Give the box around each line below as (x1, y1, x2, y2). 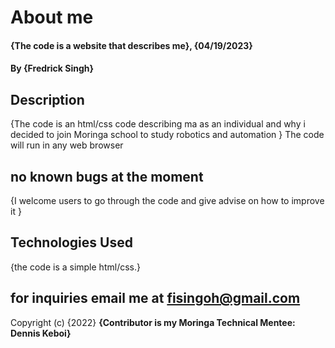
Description (10, 91, 85, 108)
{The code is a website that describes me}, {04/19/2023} (10, 39, 253, 51)
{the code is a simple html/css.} (10, 261, 141, 273)
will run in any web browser (10, 139, 124, 151)
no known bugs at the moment (10, 168, 204, 185)
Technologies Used (10, 234, 133, 251)
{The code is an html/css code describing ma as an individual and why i (10, 118, 306, 130)
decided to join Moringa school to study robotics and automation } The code (10, 129, 325, 141)
